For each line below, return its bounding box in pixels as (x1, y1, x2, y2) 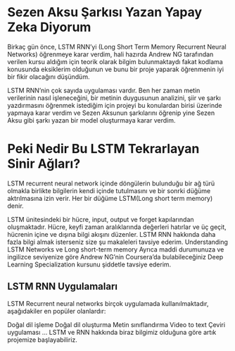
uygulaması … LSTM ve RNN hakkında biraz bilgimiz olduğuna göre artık (7, 328, 217, 336)
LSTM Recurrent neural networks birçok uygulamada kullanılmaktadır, (7, 299, 209, 307)
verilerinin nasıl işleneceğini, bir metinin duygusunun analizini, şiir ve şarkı (7, 93, 222, 102)
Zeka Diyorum (7, 19, 91, 35)
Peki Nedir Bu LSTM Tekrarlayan (7, 141, 200, 157)
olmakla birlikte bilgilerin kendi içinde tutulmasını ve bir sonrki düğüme (7, 186, 211, 195)
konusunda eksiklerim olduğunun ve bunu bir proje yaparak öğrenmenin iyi (7, 65, 224, 73)
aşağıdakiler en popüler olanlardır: (7, 307, 106, 315)
